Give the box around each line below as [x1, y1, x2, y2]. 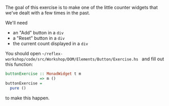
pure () [10, 86, 27, 91]
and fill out [141, 56, 164, 62]
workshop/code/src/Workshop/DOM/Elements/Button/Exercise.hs [5, 57, 139, 62]
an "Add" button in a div [12, 30, 64, 35]
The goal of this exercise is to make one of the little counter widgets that [5, 5, 158, 10]
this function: [5, 61, 33, 67]
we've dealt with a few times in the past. [5, 10, 91, 16]
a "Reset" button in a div [12, 35, 65, 41]
